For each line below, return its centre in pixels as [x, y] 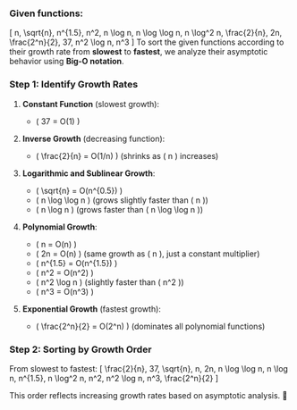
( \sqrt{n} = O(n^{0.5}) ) [79, 190]
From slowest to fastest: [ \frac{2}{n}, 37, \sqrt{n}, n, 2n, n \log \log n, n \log [149, 368]
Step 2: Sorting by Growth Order [81, 349]
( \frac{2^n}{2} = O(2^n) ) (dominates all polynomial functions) [150, 326]
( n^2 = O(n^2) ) [64, 272]
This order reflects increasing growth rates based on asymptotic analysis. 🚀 [148, 395]
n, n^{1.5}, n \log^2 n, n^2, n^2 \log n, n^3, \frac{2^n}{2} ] [114, 378]
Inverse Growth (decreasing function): [93, 138]
